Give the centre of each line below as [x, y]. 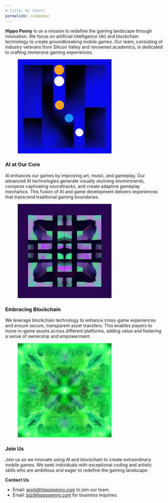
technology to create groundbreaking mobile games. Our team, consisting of [84, 41]
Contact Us [17, 480]
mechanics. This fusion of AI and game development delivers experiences [81, 191]
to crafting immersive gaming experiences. [49, 52]
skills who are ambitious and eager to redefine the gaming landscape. [77, 470]
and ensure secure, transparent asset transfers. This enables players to [79, 326]
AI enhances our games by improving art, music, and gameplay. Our [75, 175]
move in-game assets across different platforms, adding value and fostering [83, 331]
